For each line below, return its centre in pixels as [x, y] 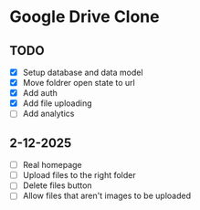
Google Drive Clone [84, 17]
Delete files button [58, 185]
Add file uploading [58, 103]
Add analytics [48, 114]
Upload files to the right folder [79, 175]
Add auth [40, 93]
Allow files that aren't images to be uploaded [107, 196]
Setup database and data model [83, 72]
